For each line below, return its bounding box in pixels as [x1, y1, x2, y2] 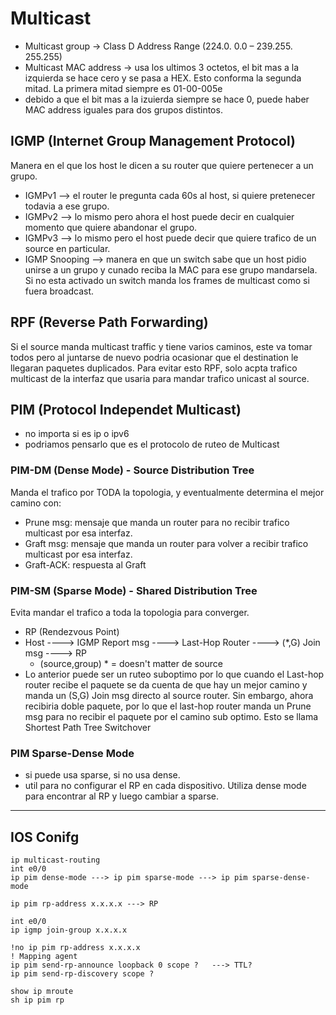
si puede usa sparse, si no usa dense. [24, 769, 181, 781]
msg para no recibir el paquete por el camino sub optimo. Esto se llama [24, 710, 319, 722]
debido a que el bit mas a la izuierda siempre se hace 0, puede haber [24, 93, 310, 105]
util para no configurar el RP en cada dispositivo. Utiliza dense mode [24, 780, 307, 792]
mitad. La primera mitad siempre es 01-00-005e [24, 82, 223, 94]
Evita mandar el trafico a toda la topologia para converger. [10, 606, 250, 618]
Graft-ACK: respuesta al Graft [24, 558, 147, 571]
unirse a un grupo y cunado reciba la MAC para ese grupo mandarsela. [24, 263, 318, 276]
